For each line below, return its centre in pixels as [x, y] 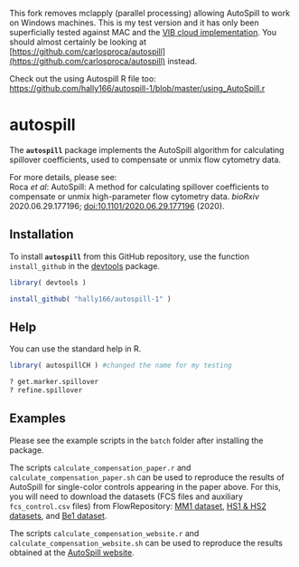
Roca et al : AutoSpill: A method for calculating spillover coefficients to [139, 187]
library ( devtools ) [48, 283]
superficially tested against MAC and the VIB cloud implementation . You [143, 32]
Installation [42, 235]
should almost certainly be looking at [78, 42]
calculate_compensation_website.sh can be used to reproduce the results [146, 543]
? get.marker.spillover [54, 382]
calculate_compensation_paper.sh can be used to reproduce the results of [147, 477]
